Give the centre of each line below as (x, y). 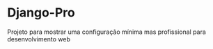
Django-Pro (41, 13)
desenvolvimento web (39, 39)
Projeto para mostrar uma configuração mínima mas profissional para (107, 32)
